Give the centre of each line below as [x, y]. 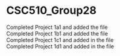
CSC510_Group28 [51, 11]
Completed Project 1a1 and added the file [57, 27]
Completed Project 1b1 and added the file [57, 33]
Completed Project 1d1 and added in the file [60, 46]
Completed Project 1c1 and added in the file [60, 40]
